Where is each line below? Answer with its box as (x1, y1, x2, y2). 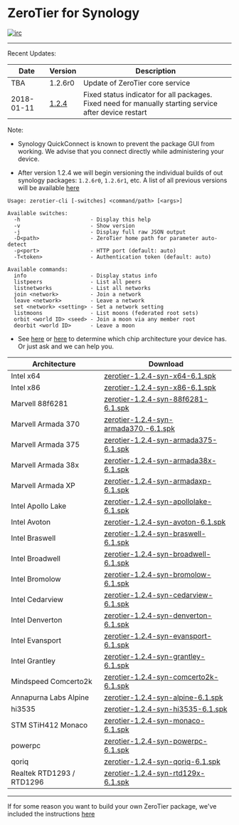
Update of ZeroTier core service (83, 78, 191, 88)
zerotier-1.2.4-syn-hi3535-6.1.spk (104, 704, 228, 714)
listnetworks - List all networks (14, 284, 152, 291)
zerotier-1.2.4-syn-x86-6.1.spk (104, 383, 216, 393)
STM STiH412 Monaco (11, 720, 88, 730)
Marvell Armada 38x (11, 460, 80, 469)
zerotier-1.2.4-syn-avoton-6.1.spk (104, 517, 226, 526)
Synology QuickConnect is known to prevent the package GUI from (17, 139, 215, 147)
